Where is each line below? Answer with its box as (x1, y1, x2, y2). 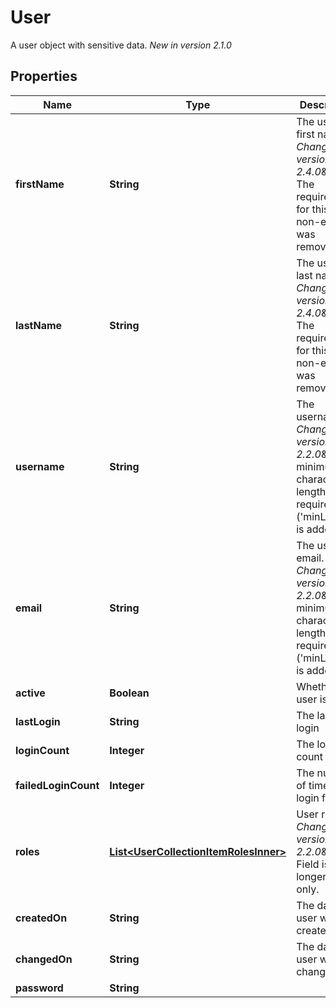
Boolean (109, 686, 150, 700)
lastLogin (15, 714, 61, 728)
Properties (10, 68, 78, 85)
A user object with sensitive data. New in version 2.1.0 (10, 39, 232, 51)
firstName (15, 177, 65, 191)
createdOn (15, 911, 68, 925)
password (15, 981, 64, 995)
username (15, 459, 65, 473)
